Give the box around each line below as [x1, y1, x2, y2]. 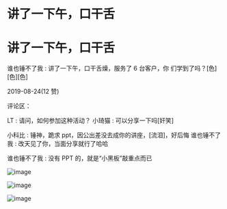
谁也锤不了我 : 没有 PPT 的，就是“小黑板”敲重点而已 [7, 154, 152, 162]
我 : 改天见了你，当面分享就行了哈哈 [7, 140, 108, 148]
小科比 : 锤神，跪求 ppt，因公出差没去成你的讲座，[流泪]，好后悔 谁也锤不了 [7, 131, 221, 139]
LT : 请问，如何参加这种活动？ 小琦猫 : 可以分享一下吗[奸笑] [7, 116, 174, 125]
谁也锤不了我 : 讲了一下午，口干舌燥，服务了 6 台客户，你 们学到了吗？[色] [7, 64, 217, 73]
